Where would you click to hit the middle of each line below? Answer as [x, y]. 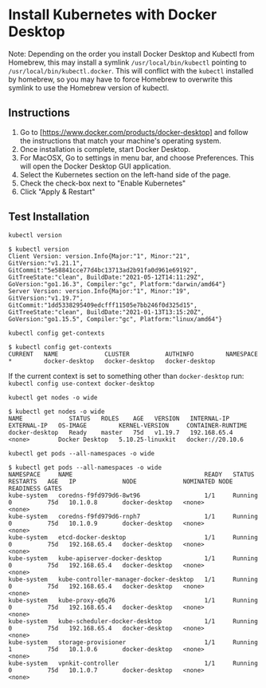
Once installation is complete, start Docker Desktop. [105, 149]
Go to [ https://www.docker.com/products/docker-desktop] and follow [134, 132]
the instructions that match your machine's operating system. [120, 141]
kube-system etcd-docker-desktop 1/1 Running [133, 537]
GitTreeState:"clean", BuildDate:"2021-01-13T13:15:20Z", [106, 312]
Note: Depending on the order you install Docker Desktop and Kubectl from [131, 54]
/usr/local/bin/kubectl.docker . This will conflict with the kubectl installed [131, 70]
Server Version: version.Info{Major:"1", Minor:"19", [100, 291]
